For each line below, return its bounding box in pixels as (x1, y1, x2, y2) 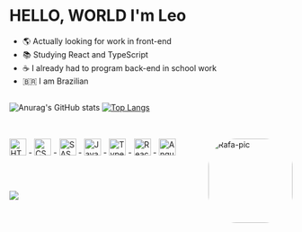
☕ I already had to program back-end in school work (22, 62, 218, 73)
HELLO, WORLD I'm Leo (9, 5, 187, 26)
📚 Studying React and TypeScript (22, 49, 148, 59)
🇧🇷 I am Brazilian (22, 76, 89, 86)
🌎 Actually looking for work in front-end (22, 35, 173, 46)
